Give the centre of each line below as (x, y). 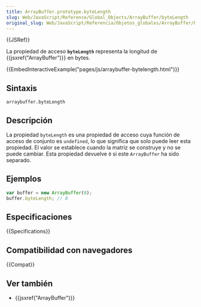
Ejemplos (24, 179)
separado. (19, 160)
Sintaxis (22, 88)
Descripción (29, 120)
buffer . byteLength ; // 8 (37, 198)
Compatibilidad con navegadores (69, 250)
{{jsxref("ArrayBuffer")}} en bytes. (48, 58)
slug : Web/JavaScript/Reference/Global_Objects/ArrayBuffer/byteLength (97, 17)
